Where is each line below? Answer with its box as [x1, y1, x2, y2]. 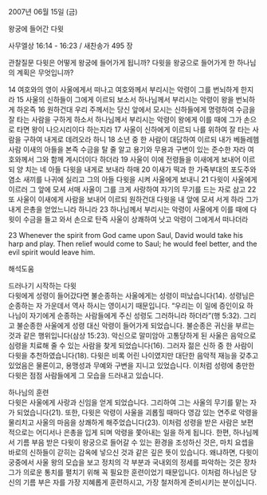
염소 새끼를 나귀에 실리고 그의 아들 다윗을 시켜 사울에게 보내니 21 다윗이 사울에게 [8, 175, 257, 184]
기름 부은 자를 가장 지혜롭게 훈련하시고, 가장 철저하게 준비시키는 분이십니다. [22, 477, 257, 487]
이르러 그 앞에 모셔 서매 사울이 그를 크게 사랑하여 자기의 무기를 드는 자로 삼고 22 [8, 184, 257, 194]
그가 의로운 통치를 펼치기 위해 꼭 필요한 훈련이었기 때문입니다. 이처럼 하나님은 [8, 468, 249, 477]
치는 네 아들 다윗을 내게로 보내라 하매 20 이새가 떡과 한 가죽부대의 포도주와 [25, 164, 257, 174]
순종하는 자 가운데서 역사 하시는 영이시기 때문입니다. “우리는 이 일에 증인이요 [8, 301, 245, 310]
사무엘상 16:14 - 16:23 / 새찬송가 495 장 [8, 41, 133, 50]
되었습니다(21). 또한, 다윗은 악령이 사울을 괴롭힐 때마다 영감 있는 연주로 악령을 [16, 408, 258, 417]
